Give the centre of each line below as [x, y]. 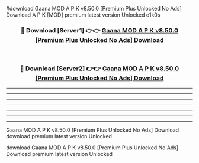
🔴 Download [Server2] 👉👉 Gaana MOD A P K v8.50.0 [99, 69]
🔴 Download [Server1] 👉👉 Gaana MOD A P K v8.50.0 [99, 30]
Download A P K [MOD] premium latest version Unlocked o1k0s [83, 15]
